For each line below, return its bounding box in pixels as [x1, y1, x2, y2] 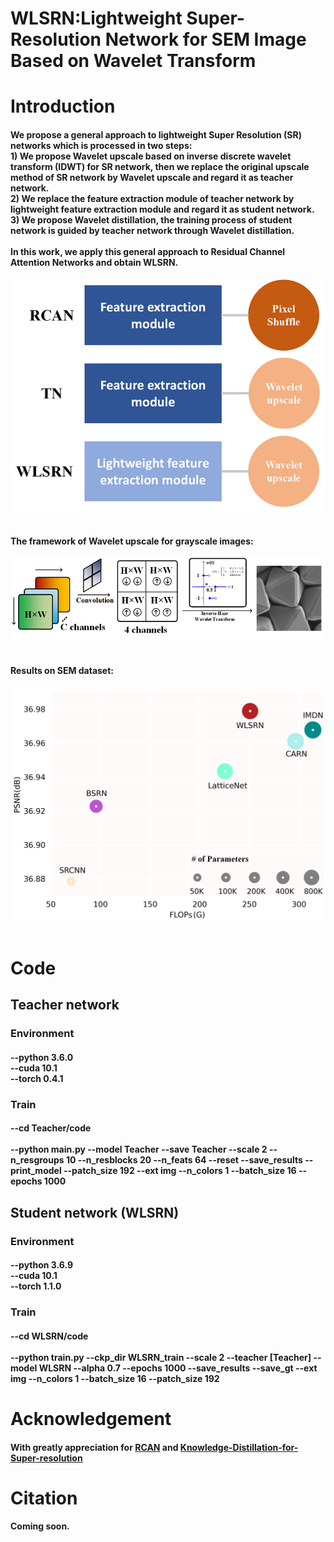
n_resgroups [10, 1154, 65, 1166]
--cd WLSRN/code [10, 1330, 89, 1342]
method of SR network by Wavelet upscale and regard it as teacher [10, 171, 294, 183]
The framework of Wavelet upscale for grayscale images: [10, 535, 254, 547]
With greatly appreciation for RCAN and [10, 1441, 179, 1453]
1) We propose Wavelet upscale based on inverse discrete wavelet [10, 150, 292, 162]
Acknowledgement [10, 1407, 172, 1430]
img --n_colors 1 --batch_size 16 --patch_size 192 [10, 1372, 220, 1384]
